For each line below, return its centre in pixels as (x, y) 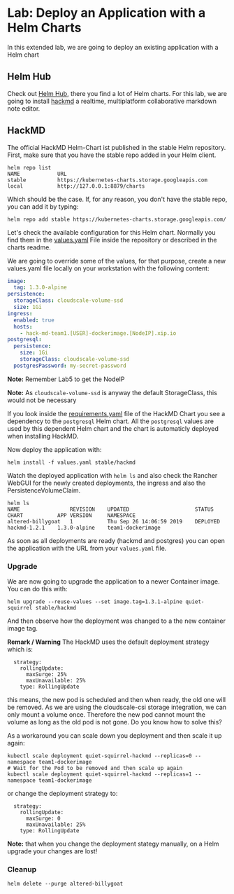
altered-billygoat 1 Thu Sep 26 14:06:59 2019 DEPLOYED (114, 521)
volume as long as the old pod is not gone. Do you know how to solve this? (115, 722)
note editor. (24, 108)
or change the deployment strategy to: (63, 794)
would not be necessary (42, 400)
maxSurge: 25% (46, 675)
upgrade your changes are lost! (52, 851)
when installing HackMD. (43, 436)
